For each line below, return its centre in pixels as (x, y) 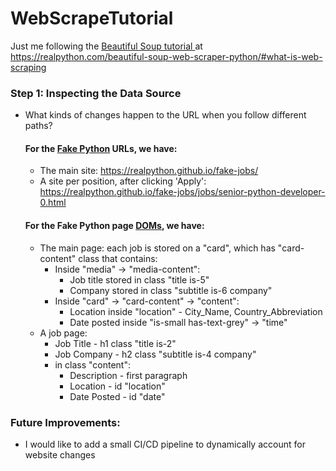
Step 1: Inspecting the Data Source (96, 93)
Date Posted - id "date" (117, 396)
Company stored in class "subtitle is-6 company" (171, 290)
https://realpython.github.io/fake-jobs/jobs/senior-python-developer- (182, 192)
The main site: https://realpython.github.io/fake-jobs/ (149, 171)
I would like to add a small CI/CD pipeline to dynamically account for (165, 444)
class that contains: (118, 258)
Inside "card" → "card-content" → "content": (147, 301)
